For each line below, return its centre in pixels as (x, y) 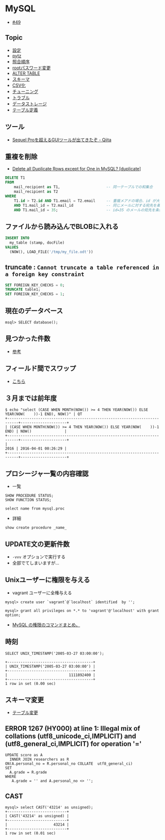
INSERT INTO (17, 238)
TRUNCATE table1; (23, 290)
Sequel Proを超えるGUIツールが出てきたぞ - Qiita (62, 140)
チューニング (25, 91)
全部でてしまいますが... (36, 563)
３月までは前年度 (31, 398)
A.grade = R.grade (28, 773)
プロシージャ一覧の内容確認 (47, 473)
